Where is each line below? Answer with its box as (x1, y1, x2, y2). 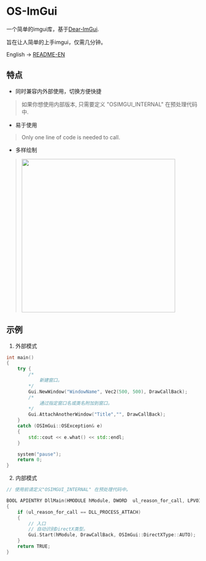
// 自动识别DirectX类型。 (28, 526, 88, 532)
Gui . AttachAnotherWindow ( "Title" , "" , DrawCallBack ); (28, 411, 166, 418)
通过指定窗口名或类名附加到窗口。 (39, 400, 113, 406)
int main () (6, 354, 34, 360)
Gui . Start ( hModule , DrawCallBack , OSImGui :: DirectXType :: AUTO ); (28, 532, 196, 538)
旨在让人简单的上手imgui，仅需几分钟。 (6, 38, 106, 45)
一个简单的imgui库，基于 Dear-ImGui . (6, 25, 99, 33)
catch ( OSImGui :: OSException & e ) (17, 423, 103, 429)
